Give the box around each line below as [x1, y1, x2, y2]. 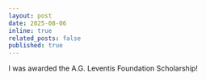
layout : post [8, 11, 53, 20]
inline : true [8, 26, 53, 34]
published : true [8, 42, 63, 50]
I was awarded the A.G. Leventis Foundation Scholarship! [8, 63, 198, 73]
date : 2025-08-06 [8, 19, 67, 27]
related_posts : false [8, 34, 82, 43]
